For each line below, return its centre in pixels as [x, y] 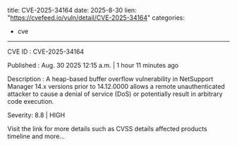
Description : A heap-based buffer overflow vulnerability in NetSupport [110, 79]
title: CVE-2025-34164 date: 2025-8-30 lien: [72, 10]
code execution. [31, 101]
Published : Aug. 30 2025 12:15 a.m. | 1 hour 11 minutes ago [93, 65]
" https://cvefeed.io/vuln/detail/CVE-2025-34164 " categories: [96, 18]
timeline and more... [36, 136]
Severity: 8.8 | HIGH [36, 115]
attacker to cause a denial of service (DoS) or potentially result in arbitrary [115, 94]
